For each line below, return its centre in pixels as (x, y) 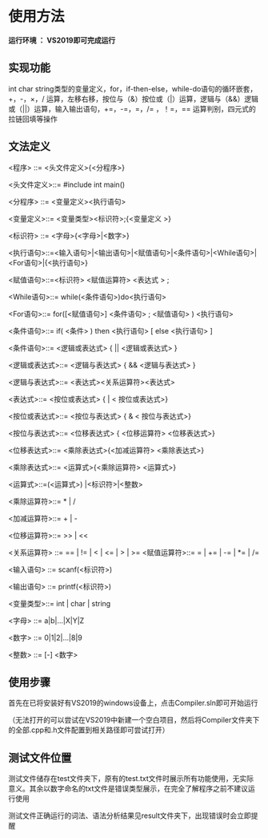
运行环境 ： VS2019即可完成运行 (62, 40)
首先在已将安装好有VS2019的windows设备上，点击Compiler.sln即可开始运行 (133, 703)
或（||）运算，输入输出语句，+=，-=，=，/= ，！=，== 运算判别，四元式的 (132, 108)
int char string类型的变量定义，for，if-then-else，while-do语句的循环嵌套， (133, 88)
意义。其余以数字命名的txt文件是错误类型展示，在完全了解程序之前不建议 (128, 789)
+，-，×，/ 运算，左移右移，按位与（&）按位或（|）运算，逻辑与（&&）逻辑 (133, 99)
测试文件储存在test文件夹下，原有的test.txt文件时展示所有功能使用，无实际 (131, 779)
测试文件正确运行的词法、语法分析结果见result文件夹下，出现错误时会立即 (130, 816)
